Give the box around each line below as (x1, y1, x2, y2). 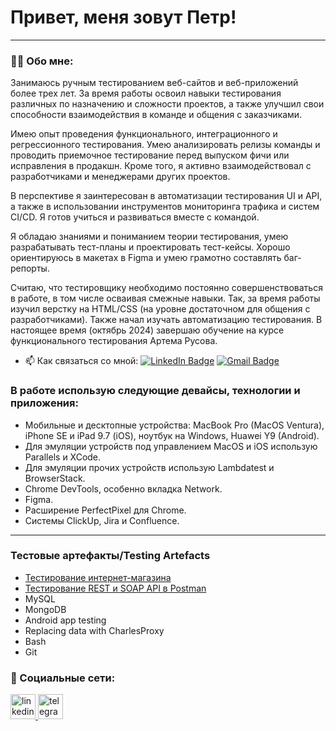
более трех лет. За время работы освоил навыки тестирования (10, 87, 282, 100)
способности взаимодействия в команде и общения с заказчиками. (10, 109, 303, 121)
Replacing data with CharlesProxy (24, 624, 165, 636)
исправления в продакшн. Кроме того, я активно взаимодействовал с (10, 160, 312, 172)
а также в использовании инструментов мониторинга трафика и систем (10, 201, 320, 213)
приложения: (10, 396, 79, 410)
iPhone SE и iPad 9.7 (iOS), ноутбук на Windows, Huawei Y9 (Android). (24, 429, 320, 441)
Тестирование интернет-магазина (24, 571, 172, 583)
